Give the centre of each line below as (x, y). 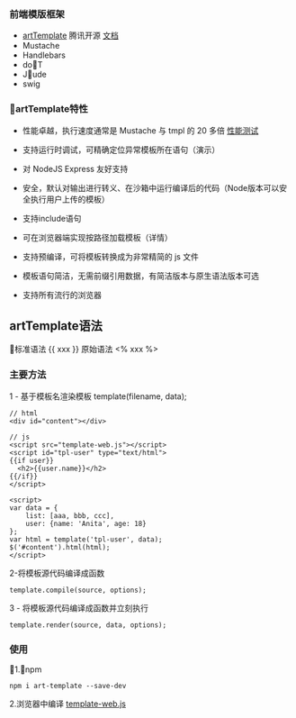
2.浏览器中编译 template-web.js (68, 704)
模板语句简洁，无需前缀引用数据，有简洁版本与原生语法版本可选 (140, 276)
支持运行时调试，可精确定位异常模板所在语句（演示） (121, 150)
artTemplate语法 (56, 326)
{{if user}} (31, 460)
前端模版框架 (37, 14)
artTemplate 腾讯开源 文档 (70, 36)
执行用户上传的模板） (70, 199)
